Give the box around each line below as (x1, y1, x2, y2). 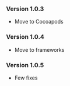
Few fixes (14, 74, 38, 81)
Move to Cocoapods (14, 18, 64, 25)
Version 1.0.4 (6, 33, 45, 41)
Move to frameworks (14, 46, 65, 53)
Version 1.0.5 (6, 61, 44, 69)
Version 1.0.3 (6, 5, 44, 13)
